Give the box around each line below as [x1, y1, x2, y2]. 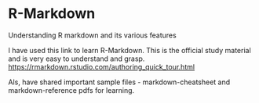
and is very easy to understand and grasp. [8, 54, 145, 63]
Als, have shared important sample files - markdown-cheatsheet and [8, 77, 231, 87]
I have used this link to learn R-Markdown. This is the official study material [8, 45, 251, 55]
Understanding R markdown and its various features [8, 30, 177, 40]
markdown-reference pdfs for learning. [8, 85, 135, 94]
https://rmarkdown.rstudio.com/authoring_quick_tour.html [8, 62, 195, 71]
